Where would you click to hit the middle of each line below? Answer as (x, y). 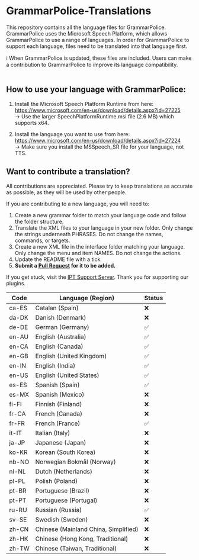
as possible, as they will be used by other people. (66, 192)
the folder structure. (39, 221)
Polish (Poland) (57, 481)
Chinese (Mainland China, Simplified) (87, 529)
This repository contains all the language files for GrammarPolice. (86, 27)
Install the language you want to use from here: (72, 134)
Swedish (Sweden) (62, 519)
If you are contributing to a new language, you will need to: (78, 204)
